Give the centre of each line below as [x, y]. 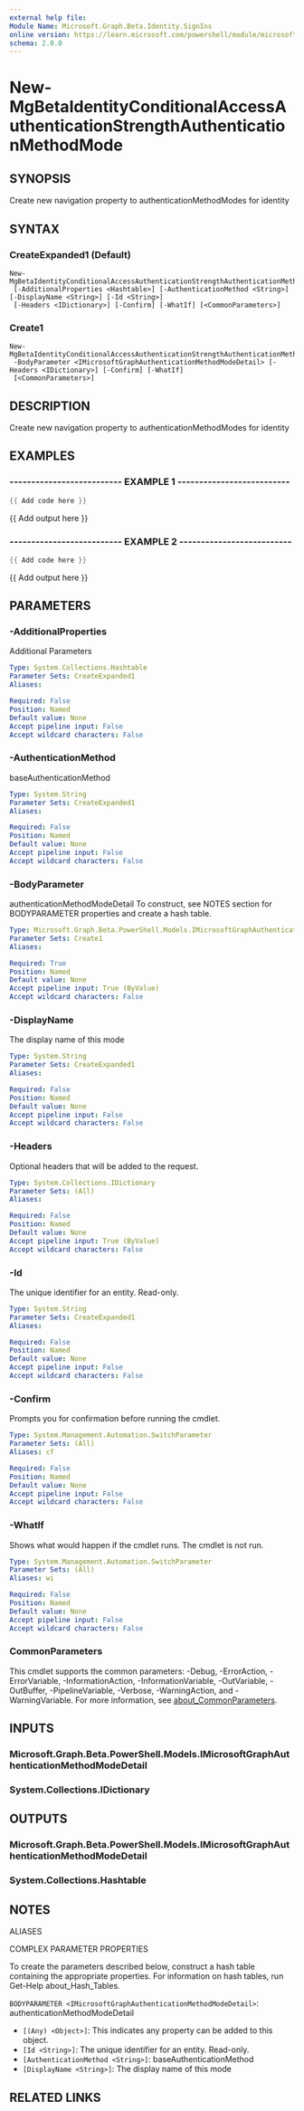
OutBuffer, [28, 1690]
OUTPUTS [38, 1819]
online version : [40, 34]
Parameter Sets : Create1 [56, 938]
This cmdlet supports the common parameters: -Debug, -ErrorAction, [139, 1671]
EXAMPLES [42, 456]
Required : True [38, 963]
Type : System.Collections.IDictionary [82, 1183]
